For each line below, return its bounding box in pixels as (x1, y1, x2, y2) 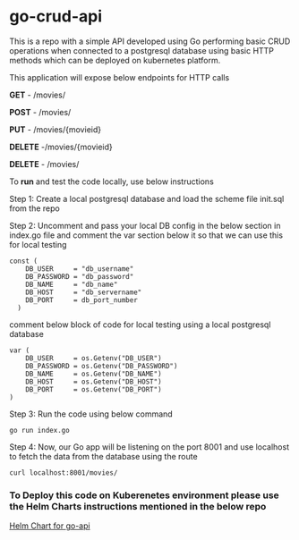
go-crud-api (9, 6, 103, 27)
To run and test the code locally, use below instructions (9, 176, 215, 187)
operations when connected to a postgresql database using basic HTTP (9, 45, 275, 55)
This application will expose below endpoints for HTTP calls (9, 72, 230, 82)
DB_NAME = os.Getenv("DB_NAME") (25, 369, 163, 378)
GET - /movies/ (9, 89, 65, 100)
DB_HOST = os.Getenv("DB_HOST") (25, 377, 163, 386)
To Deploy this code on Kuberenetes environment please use (9, 489, 279, 502)
